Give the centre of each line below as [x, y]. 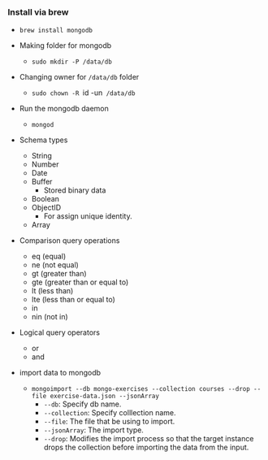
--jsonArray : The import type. [93, 430]
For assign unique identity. [88, 216]
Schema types [43, 140]
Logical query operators [60, 332]
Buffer [42, 182]
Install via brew [38, 12]
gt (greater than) [59, 274]
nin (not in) [50, 317]
